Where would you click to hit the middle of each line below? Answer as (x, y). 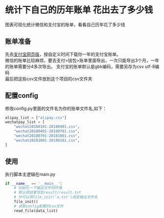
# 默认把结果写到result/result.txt (47, 193)
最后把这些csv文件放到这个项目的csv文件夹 (49, 78)
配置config (22, 96)
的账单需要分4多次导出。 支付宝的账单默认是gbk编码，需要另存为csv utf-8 (80, 66)
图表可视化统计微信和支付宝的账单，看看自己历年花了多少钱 (65, 24)
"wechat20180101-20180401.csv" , (47, 127)
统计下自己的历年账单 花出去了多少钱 (79, 10)
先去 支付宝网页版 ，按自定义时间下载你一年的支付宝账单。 (63, 54)
